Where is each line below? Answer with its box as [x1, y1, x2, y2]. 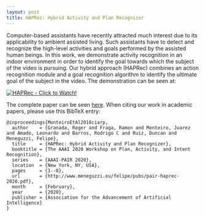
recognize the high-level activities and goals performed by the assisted [6, 44, 187, 52]
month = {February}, [12, 183, 75, 190]
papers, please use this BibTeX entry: [6, 107, 101, 115]
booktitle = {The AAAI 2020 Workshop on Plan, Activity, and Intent [12, 146, 191, 152]
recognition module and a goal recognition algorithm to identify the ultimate [6, 70, 198, 78]
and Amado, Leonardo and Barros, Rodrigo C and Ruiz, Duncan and [6, 130, 177, 136]
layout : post [6, 9, 40, 15]
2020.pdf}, [6, 178, 34, 185]
